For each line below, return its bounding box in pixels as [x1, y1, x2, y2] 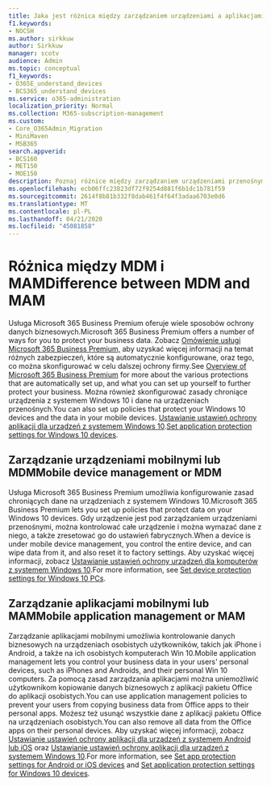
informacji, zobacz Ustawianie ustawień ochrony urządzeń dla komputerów [8, 556, 258, 566]
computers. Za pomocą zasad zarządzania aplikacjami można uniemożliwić [8, 674, 260, 683]
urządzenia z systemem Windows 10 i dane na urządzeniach [8, 395, 210, 405]
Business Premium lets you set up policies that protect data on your [8, 505, 233, 514]
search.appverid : [8, 147, 67, 155]
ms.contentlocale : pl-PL [8, 207, 92, 215]
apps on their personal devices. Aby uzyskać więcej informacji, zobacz [8, 725, 244, 735]
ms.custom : [8, 117, 45, 125]
